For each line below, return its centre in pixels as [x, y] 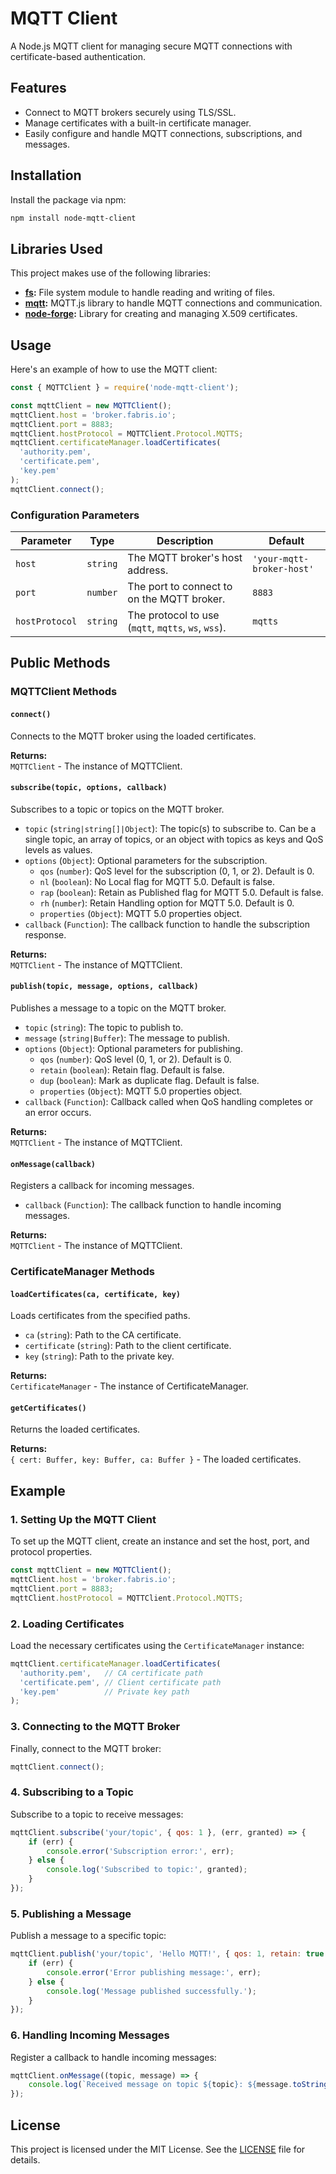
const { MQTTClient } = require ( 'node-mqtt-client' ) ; [125, 388]
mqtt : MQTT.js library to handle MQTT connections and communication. [173, 303]
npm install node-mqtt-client [73, 218]
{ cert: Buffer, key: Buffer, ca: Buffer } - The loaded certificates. [156, 1459]
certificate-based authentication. [78, 56]
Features [38, 88]
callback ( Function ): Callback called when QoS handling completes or [169, 1101]
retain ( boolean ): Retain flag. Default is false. [132, 1069]
